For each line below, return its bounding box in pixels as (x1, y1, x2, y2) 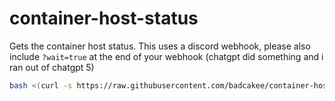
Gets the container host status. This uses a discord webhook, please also (9, 40, 311, 52)
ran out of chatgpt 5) (9, 61, 95, 73)
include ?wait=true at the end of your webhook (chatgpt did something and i (9, 50, 324, 62)
